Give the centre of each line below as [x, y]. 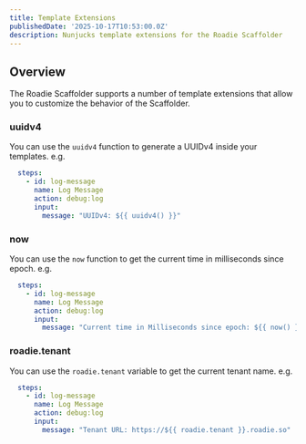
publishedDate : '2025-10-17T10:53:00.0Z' [89, 26]
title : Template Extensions [63, 18]
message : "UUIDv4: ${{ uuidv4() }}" [112, 215]
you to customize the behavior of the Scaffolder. [100, 103]
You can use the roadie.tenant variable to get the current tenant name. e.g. [151, 371]
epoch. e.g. [31, 269]
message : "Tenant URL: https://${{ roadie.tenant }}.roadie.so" [167, 429]
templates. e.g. [37, 157]
